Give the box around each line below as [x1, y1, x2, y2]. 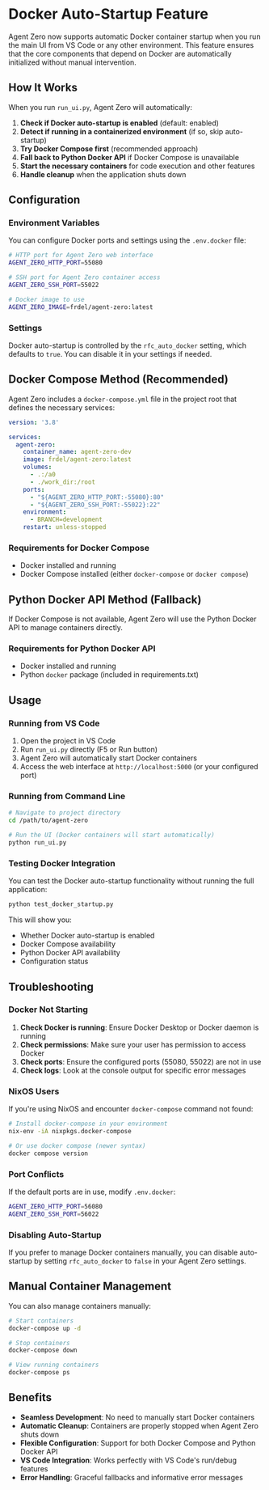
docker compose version [8, 1149, 89, 1158]
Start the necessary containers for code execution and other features [19, 161, 255, 171]
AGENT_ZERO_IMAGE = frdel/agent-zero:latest [8, 303, 153, 311]
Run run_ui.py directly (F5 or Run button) [19, 745, 158, 755]
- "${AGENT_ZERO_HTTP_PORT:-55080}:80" [29, 493, 164, 502]
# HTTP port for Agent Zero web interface [8, 252, 153, 260]
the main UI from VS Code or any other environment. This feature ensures [8, 40, 254, 49]
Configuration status [19, 956, 89, 967]
